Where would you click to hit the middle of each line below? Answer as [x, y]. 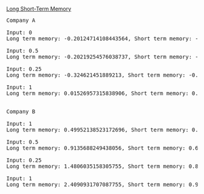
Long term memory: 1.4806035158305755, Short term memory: [96, 166]
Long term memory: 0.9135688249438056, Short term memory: [96, 148]
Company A [21, 20]
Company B [21, 112]
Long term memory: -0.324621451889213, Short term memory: [96, 75]
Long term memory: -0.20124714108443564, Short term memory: [99, 39]
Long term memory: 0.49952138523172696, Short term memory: [98, 130]
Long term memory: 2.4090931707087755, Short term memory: [96, 185]
